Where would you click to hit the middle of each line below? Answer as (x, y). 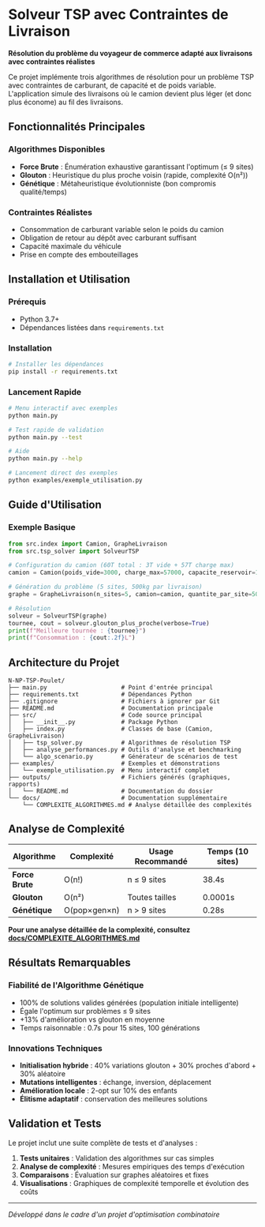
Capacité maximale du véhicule (71, 246)
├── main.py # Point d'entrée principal (111, 688)
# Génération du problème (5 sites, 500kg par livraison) (105, 587)
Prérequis (27, 302)
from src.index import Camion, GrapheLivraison (88, 544)
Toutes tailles (152, 897)
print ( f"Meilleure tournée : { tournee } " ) (77, 630)
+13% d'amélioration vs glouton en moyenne (92, 1019)
